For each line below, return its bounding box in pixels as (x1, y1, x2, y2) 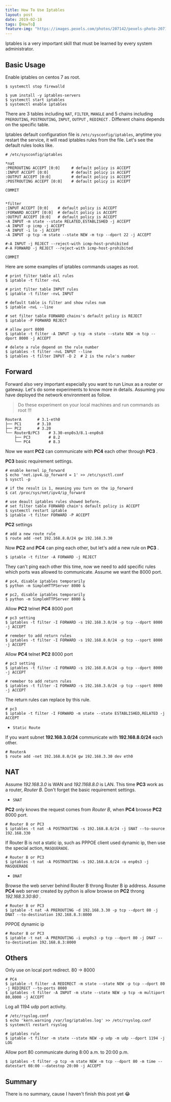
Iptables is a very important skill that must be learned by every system (5, 40, 153, 46)
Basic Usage (5, 61, 46, 69)
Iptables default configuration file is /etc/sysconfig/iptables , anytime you (5, 131, 162, 138)
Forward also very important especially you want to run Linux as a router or (5, 381, 163, 387)
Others (5, 953, 28, 962)
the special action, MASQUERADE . (5, 845, 69, 851)
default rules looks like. (5, 142, 54, 148)
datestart (5, 1063, 26, 1069)
